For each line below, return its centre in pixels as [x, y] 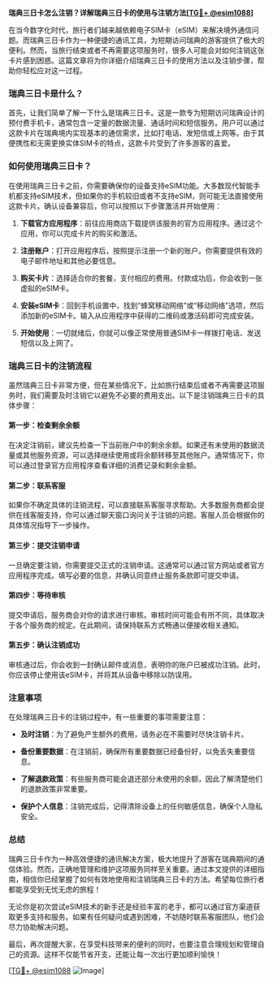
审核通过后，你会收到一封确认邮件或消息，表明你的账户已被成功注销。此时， [136, 664]
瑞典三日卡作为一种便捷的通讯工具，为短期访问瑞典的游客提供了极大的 [147, 40]
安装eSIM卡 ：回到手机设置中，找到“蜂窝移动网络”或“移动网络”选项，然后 [142, 305]
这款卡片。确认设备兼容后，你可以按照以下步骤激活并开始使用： [115, 205]
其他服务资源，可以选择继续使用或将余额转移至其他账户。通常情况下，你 [143, 455]
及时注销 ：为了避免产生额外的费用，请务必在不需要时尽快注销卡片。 [134, 735]
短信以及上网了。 [49, 343]
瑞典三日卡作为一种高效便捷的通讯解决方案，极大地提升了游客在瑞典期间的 [133, 859]
